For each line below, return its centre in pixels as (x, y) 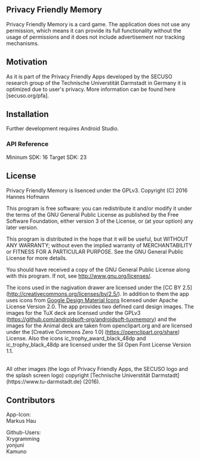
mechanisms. (23, 43)
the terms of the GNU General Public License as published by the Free (93, 214)
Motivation (27, 62)
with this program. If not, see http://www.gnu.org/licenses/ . (79, 276)
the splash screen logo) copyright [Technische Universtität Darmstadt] (93, 375)
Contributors (31, 400)
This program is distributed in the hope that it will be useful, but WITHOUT (97, 239)
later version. (22, 227)
